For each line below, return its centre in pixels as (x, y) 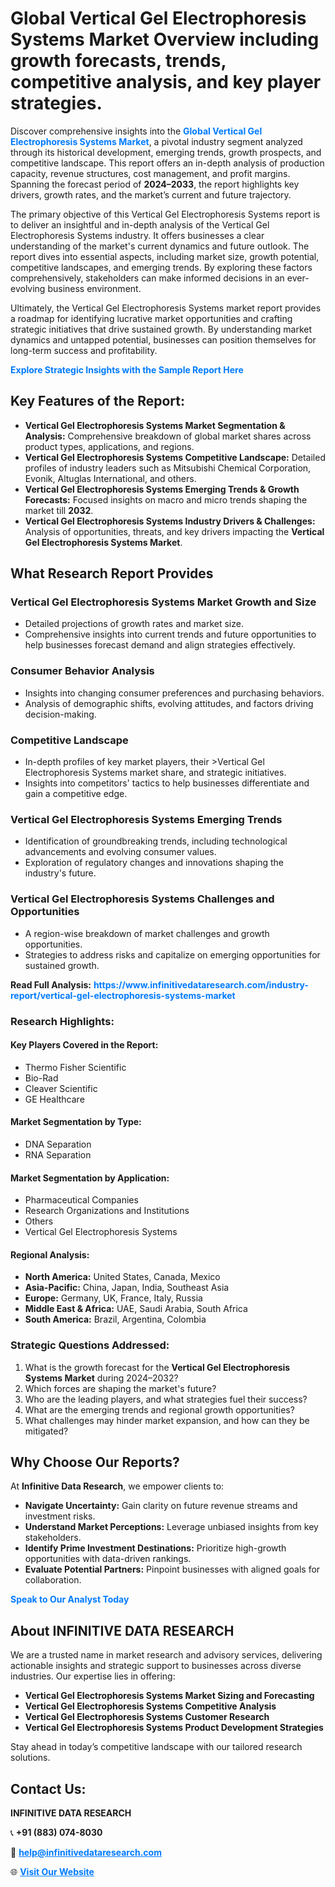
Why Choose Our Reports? (95, 1462)
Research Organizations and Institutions (107, 1211)
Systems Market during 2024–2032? (101, 1378)
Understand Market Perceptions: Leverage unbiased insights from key (171, 1527)
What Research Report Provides (112, 573)
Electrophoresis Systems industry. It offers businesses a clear (137, 235)
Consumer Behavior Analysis (82, 671)
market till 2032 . (59, 510)
